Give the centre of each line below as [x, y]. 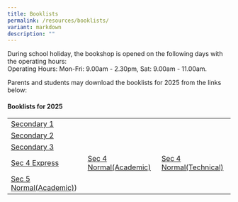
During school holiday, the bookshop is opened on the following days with [115, 54]
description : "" [31, 34]
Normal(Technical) [193, 167]
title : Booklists [33, 14]
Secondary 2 [33, 135]
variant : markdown [34, 27]
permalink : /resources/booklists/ [58, 21]
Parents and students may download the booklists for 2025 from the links [114, 83]
